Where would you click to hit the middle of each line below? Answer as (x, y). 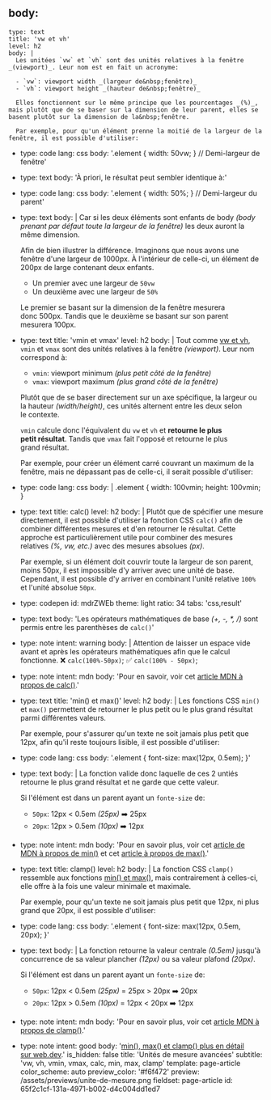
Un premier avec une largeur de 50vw (93, 283)
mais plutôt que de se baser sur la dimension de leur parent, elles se (133, 110)
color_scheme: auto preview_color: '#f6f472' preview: (110, 1072)
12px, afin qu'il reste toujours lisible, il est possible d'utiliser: (120, 742)
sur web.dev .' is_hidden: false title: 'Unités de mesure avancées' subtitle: (141, 1054)
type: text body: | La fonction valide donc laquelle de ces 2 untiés (129, 773)
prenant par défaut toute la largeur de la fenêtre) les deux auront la (132, 226)
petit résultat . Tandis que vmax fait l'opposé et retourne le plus (124, 438)
